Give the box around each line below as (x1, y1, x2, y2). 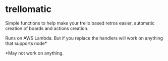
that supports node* (5, 40, 47, 46)
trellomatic (5, 3, 52, 15)
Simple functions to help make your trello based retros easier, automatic (5, 20, 155, 26)
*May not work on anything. (5, 50, 64, 56)
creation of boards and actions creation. (5, 25, 89, 31)
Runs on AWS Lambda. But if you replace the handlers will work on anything (5, 35, 163, 41)
